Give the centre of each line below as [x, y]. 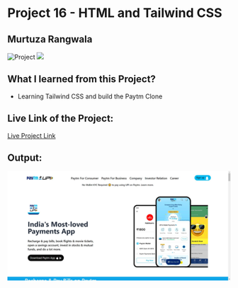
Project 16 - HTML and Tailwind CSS [115, 13]
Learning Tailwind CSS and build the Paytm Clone [90, 96]
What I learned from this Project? [81, 79]
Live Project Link [32, 135]
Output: [25, 158]
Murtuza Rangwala [50, 39]
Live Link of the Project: [61, 119]
